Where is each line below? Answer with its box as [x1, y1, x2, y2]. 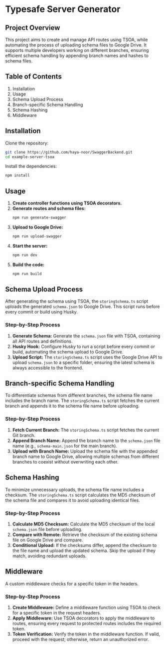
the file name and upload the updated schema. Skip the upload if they [12, 547, 156, 553]
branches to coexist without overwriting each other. [12, 458, 119, 464]
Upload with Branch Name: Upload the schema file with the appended [12, 448, 158, 454]
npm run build [12, 271, 42, 276]
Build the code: [12, 261, 45, 267]
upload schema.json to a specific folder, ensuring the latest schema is [12, 359, 155, 365]
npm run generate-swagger [12, 215, 66, 220]
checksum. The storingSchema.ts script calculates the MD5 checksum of [5, 491, 156, 498]
